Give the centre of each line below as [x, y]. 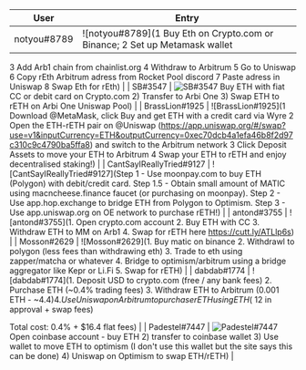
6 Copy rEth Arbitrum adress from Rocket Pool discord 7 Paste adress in [145, 77]
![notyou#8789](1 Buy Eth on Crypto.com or [178, 33]
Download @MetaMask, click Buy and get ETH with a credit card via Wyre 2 [152, 116]
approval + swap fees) [51, 309]
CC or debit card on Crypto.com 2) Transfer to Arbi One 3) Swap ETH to [144, 96]
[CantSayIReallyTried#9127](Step [71, 174]
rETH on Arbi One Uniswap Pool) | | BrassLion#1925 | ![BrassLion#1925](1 [148, 106]
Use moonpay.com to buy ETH [204, 174]
